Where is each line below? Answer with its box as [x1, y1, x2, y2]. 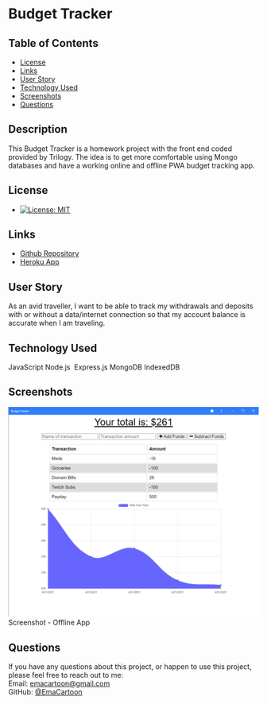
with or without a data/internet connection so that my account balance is [8, 310, 246, 319]
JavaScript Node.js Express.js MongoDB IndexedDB [8, 362, 180, 372]
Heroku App [19, 257, 60, 267]
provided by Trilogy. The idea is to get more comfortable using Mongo [8, 152, 238, 161]
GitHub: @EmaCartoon [8, 687, 83, 696]
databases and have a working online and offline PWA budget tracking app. [8, 161, 256, 170]
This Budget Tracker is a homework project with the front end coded [8, 144, 233, 153]
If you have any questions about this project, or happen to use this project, [8, 661, 252, 671]
